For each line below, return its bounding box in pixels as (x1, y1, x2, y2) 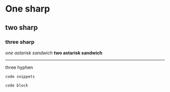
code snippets (5, 74, 35, 79)
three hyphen (5, 64, 33, 70)
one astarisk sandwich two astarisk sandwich (5, 50, 103, 56)
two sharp (5, 23, 38, 32)
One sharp (5, 3, 50, 15)
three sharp (5, 38, 34, 45)
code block (5, 83, 28, 88)
